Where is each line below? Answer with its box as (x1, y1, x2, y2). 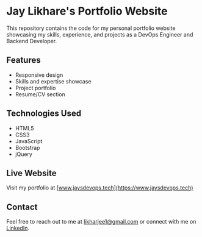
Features (6, 55, 41, 65)
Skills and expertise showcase (15, 77, 92, 85)
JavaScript (15, 137, 43, 144)
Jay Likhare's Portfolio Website (6, 4, 168, 18)
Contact (6, 202, 38, 212)
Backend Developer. (6, 37, 57, 44)
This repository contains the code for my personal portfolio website (6, 24, 176, 32)
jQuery (15, 150, 32, 158)
